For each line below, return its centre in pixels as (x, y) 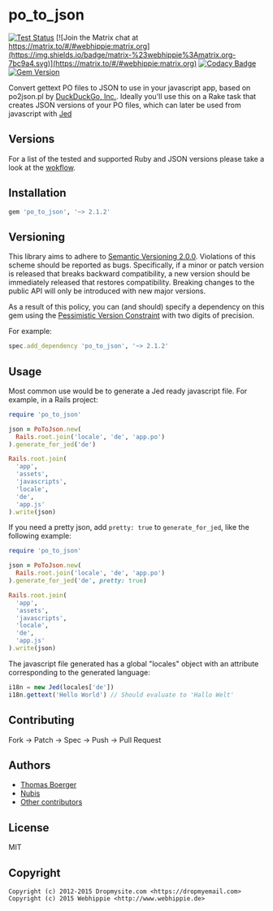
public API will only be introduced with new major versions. (107, 291)
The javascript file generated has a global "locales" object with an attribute (134, 663)
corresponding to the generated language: (79, 672)
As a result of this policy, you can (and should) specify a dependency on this (136, 307)
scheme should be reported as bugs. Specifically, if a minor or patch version (136, 265)
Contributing (41, 720)
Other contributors (51, 802)
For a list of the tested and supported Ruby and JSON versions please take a (136, 158)
